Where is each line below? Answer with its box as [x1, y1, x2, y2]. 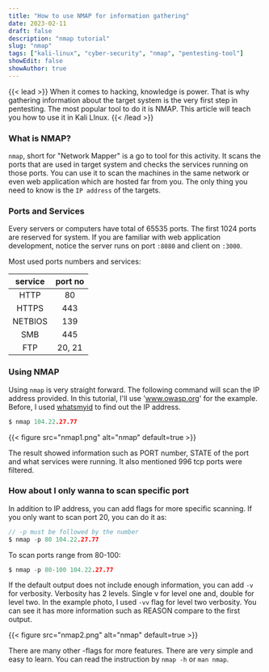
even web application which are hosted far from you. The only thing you [8, 177, 248, 187]
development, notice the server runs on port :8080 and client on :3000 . [8, 241, 242, 251]
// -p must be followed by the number [8, 527, 139, 536]
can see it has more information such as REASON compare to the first [8, 606, 241, 615]
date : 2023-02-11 [8, 19, 67, 27]
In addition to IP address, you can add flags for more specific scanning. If [8, 503, 253, 514]
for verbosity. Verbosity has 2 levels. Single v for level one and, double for [8, 589, 254, 598]
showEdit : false [8, 57, 63, 66]
